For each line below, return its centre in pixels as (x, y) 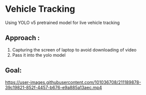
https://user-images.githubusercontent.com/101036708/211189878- (73, 82)
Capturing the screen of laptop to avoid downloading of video (74, 49)
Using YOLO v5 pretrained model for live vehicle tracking (62, 23)
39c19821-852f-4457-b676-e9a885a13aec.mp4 (54, 87)
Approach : (23, 38)
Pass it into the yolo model (39, 55)
